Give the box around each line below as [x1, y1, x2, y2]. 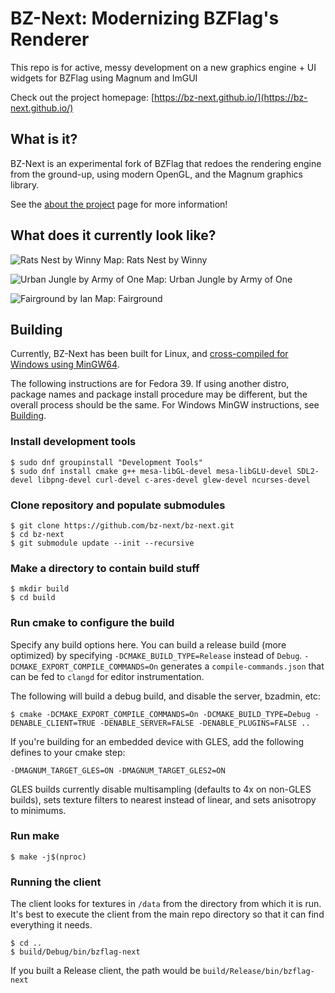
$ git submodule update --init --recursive [10, 538, 195, 548]
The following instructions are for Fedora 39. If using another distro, [10, 378, 290, 390]
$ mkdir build [10, 584, 70, 594]
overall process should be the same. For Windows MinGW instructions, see [10, 399, 320, 411]
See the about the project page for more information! [10, 198, 228, 210]
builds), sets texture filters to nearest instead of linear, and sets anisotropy [10, 793, 317, 806]
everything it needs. [10, 919, 93, 931]
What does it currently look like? [10, 227, 217, 244]
